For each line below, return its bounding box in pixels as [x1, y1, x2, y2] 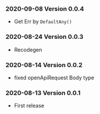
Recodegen [14, 46, 42, 53]
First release [14, 102, 45, 109]
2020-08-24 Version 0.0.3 [5, 33, 84, 41]
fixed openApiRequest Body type [14, 74, 95, 81]
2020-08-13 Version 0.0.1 [5, 89, 81, 97]
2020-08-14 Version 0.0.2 [5, 61, 83, 69]
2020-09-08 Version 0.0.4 [5, 5, 85, 13]
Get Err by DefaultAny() [14, 18, 72, 25]
